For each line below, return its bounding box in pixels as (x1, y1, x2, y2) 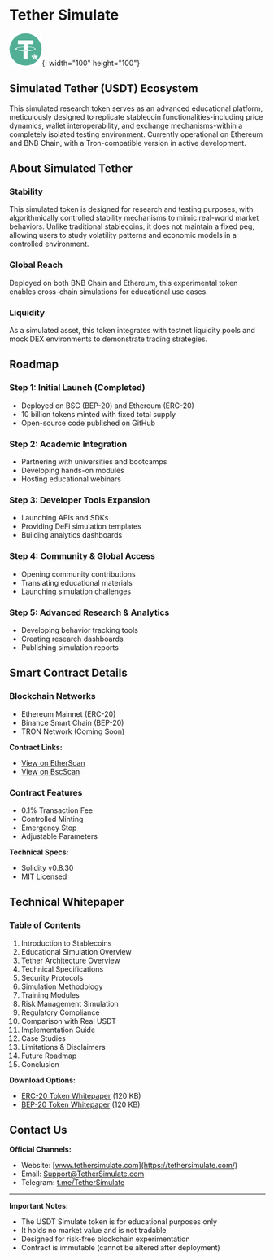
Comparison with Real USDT (20, 1016, 117, 1025)
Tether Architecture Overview (20, 955, 120, 965)
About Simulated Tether (9, 161, 133, 176)
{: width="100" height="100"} (41, 58, 141, 68)
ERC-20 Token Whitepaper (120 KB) (20, 1091, 141, 1100)
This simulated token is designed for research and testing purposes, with (9, 204, 254, 214)
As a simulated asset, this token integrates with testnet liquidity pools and (9, 326, 255, 336)
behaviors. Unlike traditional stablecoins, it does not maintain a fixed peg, (9, 222, 255, 231)
